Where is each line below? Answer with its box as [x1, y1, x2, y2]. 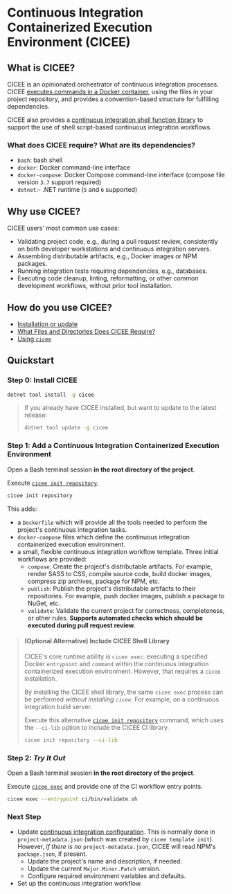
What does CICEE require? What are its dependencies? [7, 140, 196, 150]
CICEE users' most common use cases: [7, 224, 120, 233]
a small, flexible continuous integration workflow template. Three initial [17, 547, 220, 555]
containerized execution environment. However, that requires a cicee [24, 667, 221, 675]
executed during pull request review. [27, 621, 136, 629]
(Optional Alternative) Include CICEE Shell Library [24, 637, 170, 645]
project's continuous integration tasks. [17, 525, 127, 534]
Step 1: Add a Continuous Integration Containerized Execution [7, 441, 220, 451]
